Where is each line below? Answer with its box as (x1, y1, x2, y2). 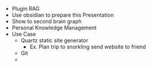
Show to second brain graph (11, 18, 82, 25)
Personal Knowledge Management (11, 24, 97, 31)
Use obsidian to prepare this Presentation (11, 11, 114, 19)
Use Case (11, 31, 36, 38)
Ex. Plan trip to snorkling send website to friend (29, 43, 146, 50)
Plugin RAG (11, 5, 40, 12)
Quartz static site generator (20, 37, 88, 44)
